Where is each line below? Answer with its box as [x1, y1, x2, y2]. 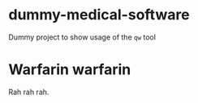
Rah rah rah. [8, 87, 49, 97]
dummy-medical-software [8, 6, 190, 24]
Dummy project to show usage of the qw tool [8, 32, 157, 42]
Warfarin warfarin [8, 60, 131, 79]
